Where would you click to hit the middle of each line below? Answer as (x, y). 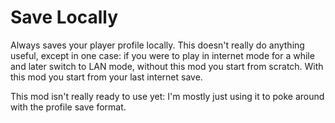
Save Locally (64, 17)
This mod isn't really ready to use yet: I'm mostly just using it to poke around (167, 96)
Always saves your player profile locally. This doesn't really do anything (157, 45)
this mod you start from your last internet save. (106, 77)
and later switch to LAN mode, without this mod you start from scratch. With (167, 66)
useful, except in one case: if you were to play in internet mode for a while (162, 55)
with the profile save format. (68, 107)
